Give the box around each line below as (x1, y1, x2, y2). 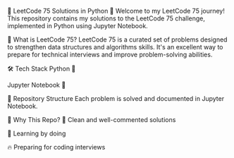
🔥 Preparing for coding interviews (7, 143, 106, 151)
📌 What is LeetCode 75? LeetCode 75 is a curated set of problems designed (7, 35, 228, 44)
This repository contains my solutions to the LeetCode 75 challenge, (7, 14, 206, 23)
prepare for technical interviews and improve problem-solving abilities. (7, 50, 213, 59)
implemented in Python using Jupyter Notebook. (7, 22, 148, 30)
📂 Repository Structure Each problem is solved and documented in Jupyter (7, 95, 224, 102)
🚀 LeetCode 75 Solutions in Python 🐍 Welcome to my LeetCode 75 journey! (7, 7, 226, 15)
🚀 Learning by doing (7, 129, 66, 138)
